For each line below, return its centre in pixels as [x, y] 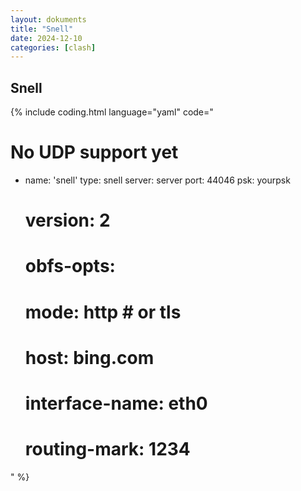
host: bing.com [89, 357]
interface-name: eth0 [116, 403]
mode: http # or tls [103, 312]
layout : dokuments [48, 19]
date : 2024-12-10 [46, 38]
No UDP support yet [94, 152]
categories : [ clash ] [53, 47]
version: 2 [67, 220]
